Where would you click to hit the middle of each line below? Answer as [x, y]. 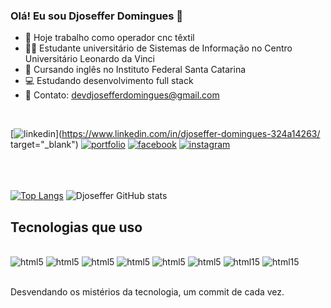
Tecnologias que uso [76, 227]
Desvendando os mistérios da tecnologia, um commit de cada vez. [147, 292]
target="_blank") [44, 145]
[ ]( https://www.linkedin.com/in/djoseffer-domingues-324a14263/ [165, 134]
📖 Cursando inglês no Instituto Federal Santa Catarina [135, 70]
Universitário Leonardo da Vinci [89, 59]
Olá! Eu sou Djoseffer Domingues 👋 [97, 16]
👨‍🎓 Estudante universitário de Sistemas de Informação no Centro [158, 48]
